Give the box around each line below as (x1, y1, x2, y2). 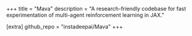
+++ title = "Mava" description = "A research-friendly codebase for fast (6, 5, 187, 12)
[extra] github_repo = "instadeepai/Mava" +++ (6, 23, 123, 30)
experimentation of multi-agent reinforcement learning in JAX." (6, 11, 165, 19)
